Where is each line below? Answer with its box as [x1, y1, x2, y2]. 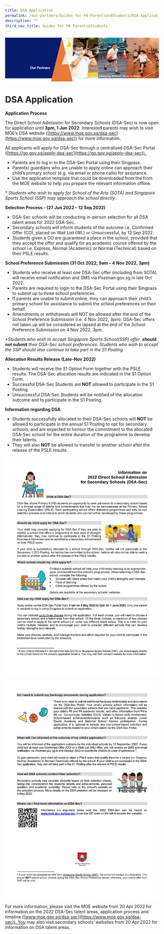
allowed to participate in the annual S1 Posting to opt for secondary [12, 421, 147, 427]
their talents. [12, 437, 38, 442]
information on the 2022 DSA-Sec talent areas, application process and [5, 909, 149, 914]
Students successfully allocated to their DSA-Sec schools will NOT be [12, 416, 153, 421]
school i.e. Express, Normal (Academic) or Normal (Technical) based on [12, 245, 157, 251]
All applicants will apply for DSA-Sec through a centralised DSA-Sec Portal [5, 145, 155, 150]
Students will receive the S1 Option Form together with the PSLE [12, 366, 141, 371]
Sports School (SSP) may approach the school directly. [5, 195, 116, 201]
